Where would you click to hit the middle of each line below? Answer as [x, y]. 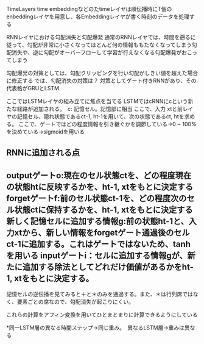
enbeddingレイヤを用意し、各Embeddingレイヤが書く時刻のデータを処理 [98, 16]
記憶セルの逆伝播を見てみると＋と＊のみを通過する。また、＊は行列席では [100, 294]
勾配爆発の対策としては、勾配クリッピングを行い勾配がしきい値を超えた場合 [102, 73]
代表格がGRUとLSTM [33, 88]
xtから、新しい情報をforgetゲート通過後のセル [102, 233]
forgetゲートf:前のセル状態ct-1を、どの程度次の [97, 198]
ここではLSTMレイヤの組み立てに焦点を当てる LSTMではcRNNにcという [97, 101]
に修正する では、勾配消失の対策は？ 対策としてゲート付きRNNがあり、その [101, 81]
